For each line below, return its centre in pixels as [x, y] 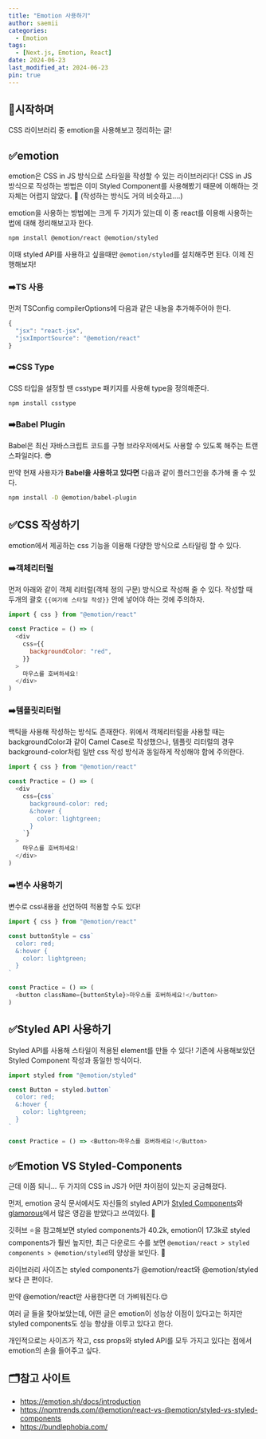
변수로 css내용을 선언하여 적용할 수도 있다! [74, 907]
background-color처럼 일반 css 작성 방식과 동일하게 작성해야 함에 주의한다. [126, 752]
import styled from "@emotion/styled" [72, 1075]
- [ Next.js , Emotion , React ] [64, 53]
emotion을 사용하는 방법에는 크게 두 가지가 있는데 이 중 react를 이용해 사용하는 [131, 213]
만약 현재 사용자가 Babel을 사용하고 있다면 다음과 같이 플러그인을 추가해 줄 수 [128, 473]
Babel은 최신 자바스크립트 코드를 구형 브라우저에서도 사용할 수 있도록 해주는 [126, 446]
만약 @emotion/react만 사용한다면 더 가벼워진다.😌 [88, 1297]
